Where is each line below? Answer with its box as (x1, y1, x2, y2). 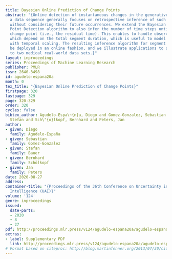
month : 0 (5, 79, 24, 84)
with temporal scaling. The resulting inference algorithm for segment (10, 41, 166, 46)
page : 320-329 (5, 98, 36, 103)
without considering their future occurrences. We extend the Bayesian (10, 22, 166, 27)
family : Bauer (10, 151, 40, 156)
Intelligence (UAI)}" (10, 189, 56, 194)
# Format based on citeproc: (5, 246, 68, 251)
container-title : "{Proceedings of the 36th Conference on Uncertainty (5, 184, 161, 189)
